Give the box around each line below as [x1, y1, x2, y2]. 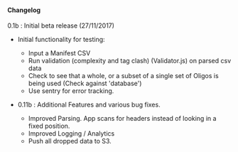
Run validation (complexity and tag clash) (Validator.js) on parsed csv [28, 57, 232, 65]
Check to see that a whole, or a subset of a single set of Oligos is [28, 72, 219, 80]
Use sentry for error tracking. [28, 87, 114, 95]
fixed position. [28, 121, 70, 131]
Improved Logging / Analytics [28, 129, 115, 138]
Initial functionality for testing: [17, 36, 105, 44]
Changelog [7, 6, 41, 14]
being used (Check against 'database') [28, 79, 142, 88]
